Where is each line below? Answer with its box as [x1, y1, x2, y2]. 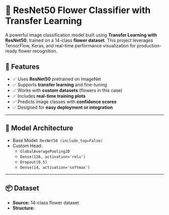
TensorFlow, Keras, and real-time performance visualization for [5, 42, 136, 48]
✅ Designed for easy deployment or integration [12, 104, 113, 110]
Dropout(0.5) [20, 160, 48, 165]
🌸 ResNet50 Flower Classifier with [5, 5, 151, 16]
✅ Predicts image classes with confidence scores [12, 98, 117, 105]
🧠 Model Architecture [5, 124, 74, 132]
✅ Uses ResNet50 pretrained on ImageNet [12, 76, 102, 82]
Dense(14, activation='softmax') [20, 165, 91, 170]
